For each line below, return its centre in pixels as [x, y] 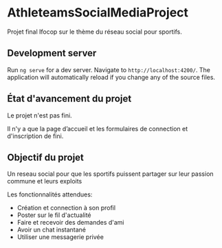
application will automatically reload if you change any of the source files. [111, 77]
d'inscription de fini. [35, 136]
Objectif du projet [46, 157]
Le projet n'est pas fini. [40, 115]
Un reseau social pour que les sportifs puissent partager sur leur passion [111, 174]
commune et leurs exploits [45, 181]
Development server [52, 53]
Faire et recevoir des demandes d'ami [71, 223]
